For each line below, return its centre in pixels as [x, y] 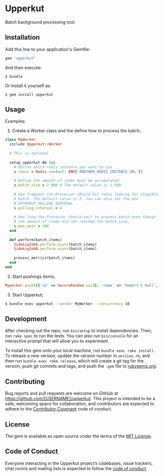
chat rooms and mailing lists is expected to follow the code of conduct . [76, 468]
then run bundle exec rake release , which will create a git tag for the [74, 361]
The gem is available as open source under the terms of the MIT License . [79, 436]
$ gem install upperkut [29, 94]
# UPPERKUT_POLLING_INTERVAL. [45, 204]
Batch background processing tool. [40, 22]
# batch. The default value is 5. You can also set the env [76, 199]
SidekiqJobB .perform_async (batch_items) [55, 249]
